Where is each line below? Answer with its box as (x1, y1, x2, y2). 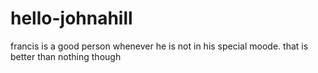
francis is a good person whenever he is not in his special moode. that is (10, 40, 309, 52)
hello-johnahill (10, 7, 133, 30)
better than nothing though (10, 50, 122, 62)
